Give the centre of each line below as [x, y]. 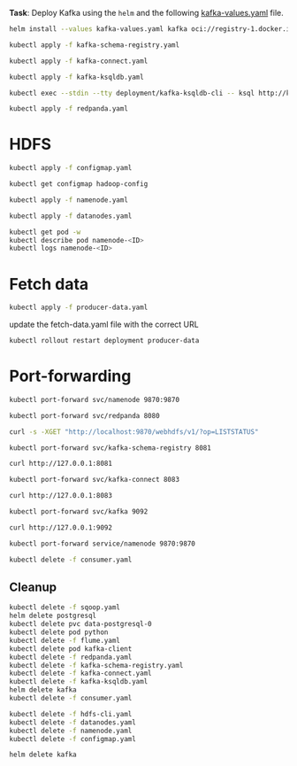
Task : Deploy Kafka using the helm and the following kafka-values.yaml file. [147, 13]
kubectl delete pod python [59, 632]
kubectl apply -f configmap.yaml [71, 168]
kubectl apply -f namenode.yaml [69, 200]
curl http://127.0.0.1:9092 [61, 527]
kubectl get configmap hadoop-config [79, 184]
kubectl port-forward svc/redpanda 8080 [85, 415]
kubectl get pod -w [45, 232]
